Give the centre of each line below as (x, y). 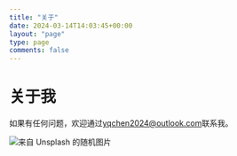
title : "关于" (34, 17)
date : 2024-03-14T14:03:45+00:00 (71, 26)
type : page (29, 42)
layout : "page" (37, 34)
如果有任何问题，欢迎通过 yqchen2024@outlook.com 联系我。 (121, 123)
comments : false (39, 51)
